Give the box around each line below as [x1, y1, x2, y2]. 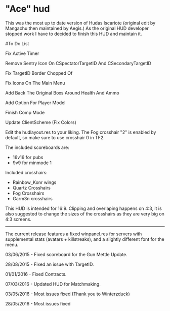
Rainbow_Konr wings [12, 179, 57, 185]
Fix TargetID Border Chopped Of [5, 70, 73, 76]
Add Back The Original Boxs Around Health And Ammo [5, 89, 120, 96]
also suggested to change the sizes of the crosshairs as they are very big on [5, 210, 164, 216]
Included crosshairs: [5, 169, 48, 175]
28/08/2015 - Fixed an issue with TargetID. [5, 261, 94, 267]
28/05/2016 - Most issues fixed [5, 300, 71, 306]
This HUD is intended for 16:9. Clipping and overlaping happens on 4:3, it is [5, 205, 162, 211]
